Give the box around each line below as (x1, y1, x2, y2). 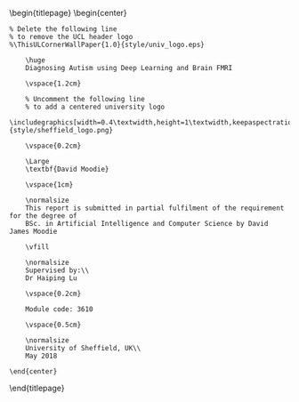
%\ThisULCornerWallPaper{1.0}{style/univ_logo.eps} (9, 40, 205, 49)
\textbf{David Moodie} (25, 165, 109, 173)
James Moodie (9, 227, 58, 236)
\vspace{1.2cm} (25, 79, 82, 88)
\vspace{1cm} (25, 181, 74, 189)
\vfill (25, 243, 50, 252)
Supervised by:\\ (25, 266, 90, 275)
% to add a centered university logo (25, 102, 166, 111)
